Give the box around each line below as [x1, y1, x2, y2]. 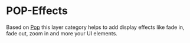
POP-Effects [6, 4, 68, 18]
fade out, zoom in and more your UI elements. [6, 29, 118, 37]
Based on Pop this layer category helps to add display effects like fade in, [6, 24, 185, 31]
